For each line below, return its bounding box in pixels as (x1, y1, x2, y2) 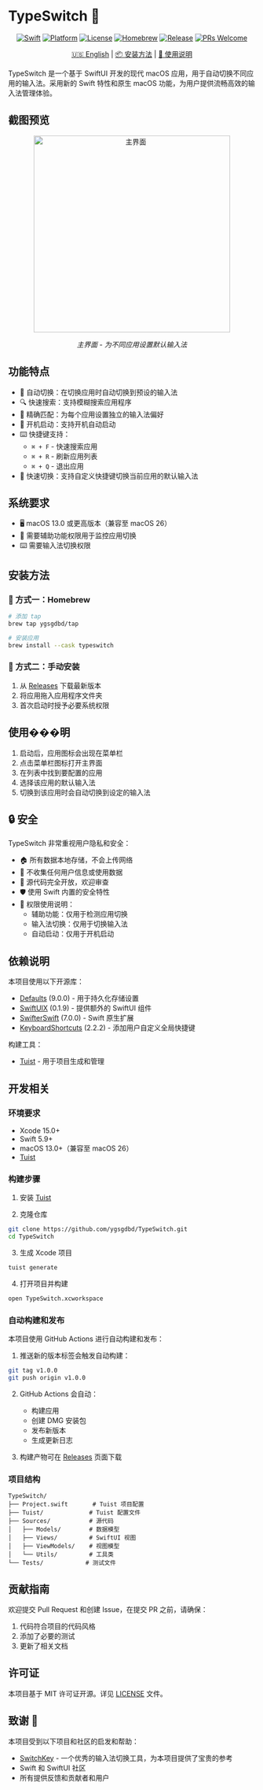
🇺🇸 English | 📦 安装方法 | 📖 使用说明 (71, 49, 192, 58)
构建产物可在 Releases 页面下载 (19, 1452, 122, 1462)
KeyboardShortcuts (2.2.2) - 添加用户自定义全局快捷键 (19, 1023, 195, 1032)
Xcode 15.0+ (19, 1125, 60, 1135)
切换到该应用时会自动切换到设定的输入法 (19, 788, 151, 797)
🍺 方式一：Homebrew (8, 594, 90, 605)
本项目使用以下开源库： (8, 977, 84, 987)
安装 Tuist (19, 1193, 52, 1203)
